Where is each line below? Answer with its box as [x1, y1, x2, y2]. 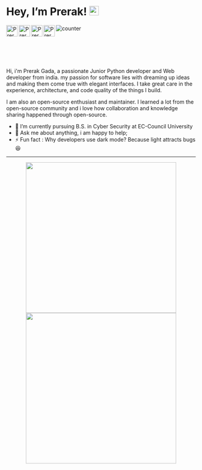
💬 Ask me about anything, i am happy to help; [14, 129, 128, 136]
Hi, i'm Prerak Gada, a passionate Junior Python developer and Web [6, 67, 175, 74]
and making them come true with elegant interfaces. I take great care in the [6, 80, 193, 87]
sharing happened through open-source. [6, 111, 108, 118]
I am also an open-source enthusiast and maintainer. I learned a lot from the [6, 98, 194, 105]
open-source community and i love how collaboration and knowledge [6, 104, 179, 111]
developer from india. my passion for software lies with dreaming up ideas [6, 74, 190, 81]
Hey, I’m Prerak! [6, 5, 87, 19]
